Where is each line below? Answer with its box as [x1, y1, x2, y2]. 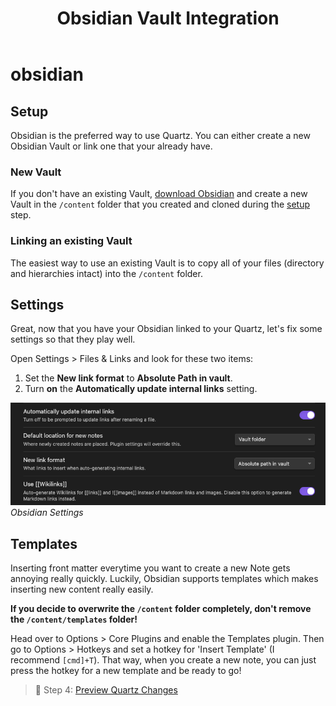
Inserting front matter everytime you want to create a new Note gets [10, 562, 291, 574]
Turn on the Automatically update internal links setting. [24, 383, 258, 395]
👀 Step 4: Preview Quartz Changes [34, 684, 178, 696]
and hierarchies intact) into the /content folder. [10, 267, 203, 279]
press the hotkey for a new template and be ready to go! [10, 665, 242, 677]
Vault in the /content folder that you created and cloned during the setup [10, 198, 310, 211]
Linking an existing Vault [10, 234, 133, 248]
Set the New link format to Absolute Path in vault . [24, 372, 233, 384]
